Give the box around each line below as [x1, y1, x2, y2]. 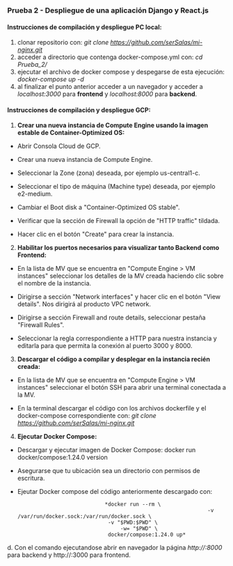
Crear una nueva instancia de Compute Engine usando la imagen [17, 121, 209, 130]
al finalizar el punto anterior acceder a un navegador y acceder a [17, 83, 203, 91]
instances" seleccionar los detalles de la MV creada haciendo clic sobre [17, 272, 224, 280]
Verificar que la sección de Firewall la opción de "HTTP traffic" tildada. [17, 217, 220, 225]
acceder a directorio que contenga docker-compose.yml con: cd [17, 53, 203, 61]
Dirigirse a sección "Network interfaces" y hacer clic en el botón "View [17, 292, 221, 301]
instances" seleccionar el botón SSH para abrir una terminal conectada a [17, 383, 226, 392]
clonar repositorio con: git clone [17, 38, 109, 47]
